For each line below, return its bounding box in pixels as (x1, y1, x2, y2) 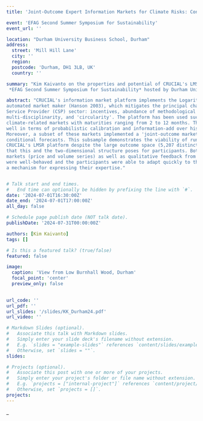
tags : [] (6, 236, 28, 242)
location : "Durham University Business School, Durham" (6, 36, 150, 42)
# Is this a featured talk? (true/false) (6, 247, 112, 254)
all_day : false (6, 204, 45, 210)
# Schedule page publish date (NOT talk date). (6, 214, 129, 220)
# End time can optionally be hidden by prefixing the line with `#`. (6, 187, 193, 193)
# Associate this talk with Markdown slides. (6, 330, 129, 337)
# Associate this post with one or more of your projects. (6, 370, 164, 376)
